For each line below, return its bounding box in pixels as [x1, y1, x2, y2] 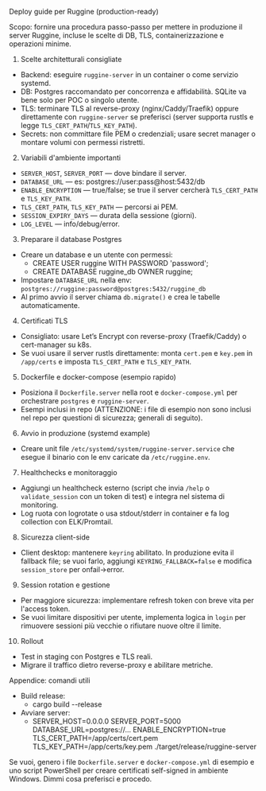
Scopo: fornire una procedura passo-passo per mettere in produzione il [9, 22, 243, 31]
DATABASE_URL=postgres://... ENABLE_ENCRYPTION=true [32, 725, 226, 734]
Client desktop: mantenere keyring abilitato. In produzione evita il [20, 548, 234, 557]
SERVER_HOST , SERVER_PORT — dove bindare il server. [20, 169, 187, 177]
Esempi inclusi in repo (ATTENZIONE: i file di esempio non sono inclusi [20, 405, 252, 414]
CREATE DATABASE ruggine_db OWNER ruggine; [32, 267, 194, 276]
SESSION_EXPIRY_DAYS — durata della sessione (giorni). [20, 211, 197, 220]
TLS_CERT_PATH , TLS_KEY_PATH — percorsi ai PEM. [20, 202, 179, 212]
